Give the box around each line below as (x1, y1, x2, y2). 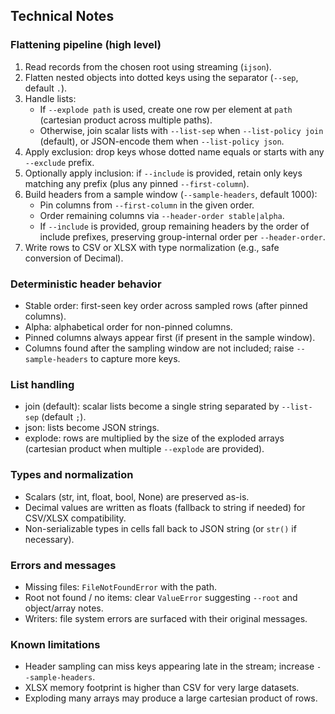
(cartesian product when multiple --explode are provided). (24, 443, 265, 455)
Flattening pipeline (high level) (10, 38, 162, 52)
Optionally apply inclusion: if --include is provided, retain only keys (24, 167, 303, 179)
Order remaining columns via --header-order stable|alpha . (39, 209, 285, 221)
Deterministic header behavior (10, 277, 162, 291)
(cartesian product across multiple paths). (39, 114, 213, 126)
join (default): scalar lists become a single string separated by (24, 400, 280, 413)
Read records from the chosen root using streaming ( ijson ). (24, 60, 272, 73)
